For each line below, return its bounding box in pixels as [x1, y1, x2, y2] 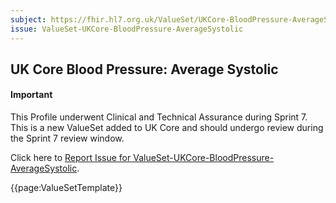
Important [10, 89, 53, 101]
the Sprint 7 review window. [10, 132, 125, 145]
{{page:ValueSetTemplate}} [10, 182, 123, 194]
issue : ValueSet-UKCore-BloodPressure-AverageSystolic [10, 24, 244, 34]
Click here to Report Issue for [10, 152, 132, 164]
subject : [10, 14, 47, 25]
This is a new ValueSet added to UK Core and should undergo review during [10, 122, 324, 134]
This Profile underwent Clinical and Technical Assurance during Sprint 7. [10, 111, 308, 123]
